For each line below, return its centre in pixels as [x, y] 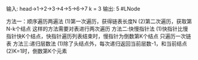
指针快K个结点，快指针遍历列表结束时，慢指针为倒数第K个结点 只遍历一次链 [99, 36]
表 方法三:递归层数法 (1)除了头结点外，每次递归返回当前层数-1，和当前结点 [97, 44]
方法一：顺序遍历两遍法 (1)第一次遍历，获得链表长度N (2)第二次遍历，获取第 [99, 21]
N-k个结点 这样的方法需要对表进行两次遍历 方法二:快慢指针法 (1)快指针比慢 [97, 29]
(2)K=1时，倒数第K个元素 [37, 51]
